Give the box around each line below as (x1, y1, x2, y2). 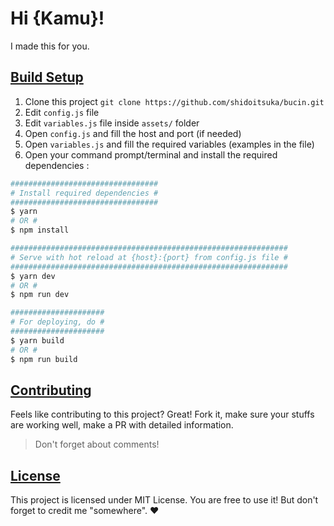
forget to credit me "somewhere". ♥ (10, 505, 160, 517)
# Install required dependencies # (10, 188, 159, 198)
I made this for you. (10, 40, 90, 52)
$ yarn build (10, 335, 65, 346)
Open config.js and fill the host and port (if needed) (24, 127, 242, 139)
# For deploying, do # (10, 317, 105, 327)
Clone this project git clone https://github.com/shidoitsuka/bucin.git (24, 95, 325, 107)
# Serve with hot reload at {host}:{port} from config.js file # (10, 252, 288, 262)
